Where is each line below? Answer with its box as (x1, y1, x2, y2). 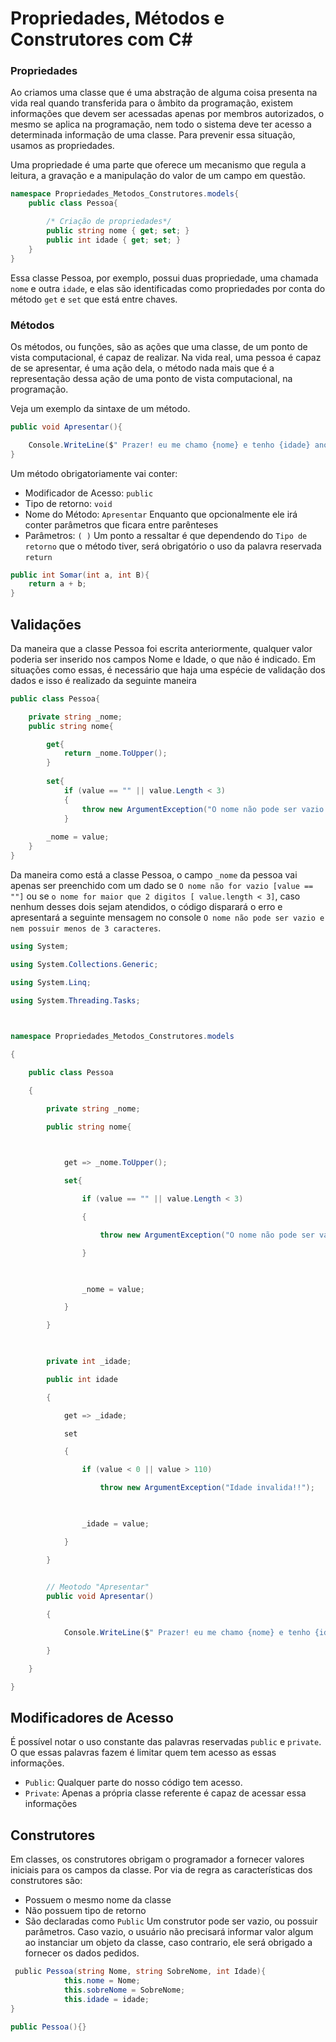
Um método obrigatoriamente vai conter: (10, 467, 178, 479)
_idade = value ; (81, 1518, 150, 1529)
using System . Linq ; (10, 977, 92, 987)
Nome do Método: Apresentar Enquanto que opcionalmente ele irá (24, 508, 298, 520)
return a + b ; (28, 579, 87, 589)
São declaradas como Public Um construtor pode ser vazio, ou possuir (24, 1915, 318, 1927)
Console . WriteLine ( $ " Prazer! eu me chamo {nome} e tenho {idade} (28, 440, 311, 450)
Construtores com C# (10, 28, 193, 51)
